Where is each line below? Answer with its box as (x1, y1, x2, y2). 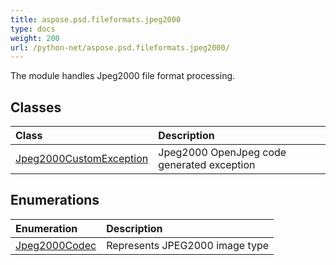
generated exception (158, 158, 256, 172)
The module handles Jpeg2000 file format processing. (10, 70, 236, 82)
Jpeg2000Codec (15, 238, 97, 252)
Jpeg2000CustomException (15, 152, 149, 166)
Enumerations (10, 192, 100, 209)
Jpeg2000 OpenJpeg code (158, 146, 287, 160)
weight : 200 (10, 33, 60, 43)
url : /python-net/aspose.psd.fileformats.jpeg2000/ (10, 42, 230, 53)
